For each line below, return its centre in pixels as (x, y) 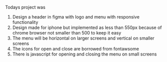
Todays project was (25, 7)
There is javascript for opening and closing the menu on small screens (84, 54)
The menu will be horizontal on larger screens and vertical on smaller (83, 38)
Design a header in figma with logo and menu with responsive (76, 17)
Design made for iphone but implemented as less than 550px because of (87, 27)
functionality (25, 22)
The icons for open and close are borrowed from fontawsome (76, 49)
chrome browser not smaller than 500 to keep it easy (67, 33)
